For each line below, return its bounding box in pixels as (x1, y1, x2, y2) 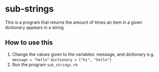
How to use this (5, 39, 53, 47)
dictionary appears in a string (5, 24, 64, 30)
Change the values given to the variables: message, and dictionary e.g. (12, 51, 155, 57)
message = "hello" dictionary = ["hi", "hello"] (12, 57, 112, 62)
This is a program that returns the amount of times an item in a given (5, 19, 142, 25)
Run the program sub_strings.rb (12, 61, 78, 67)
